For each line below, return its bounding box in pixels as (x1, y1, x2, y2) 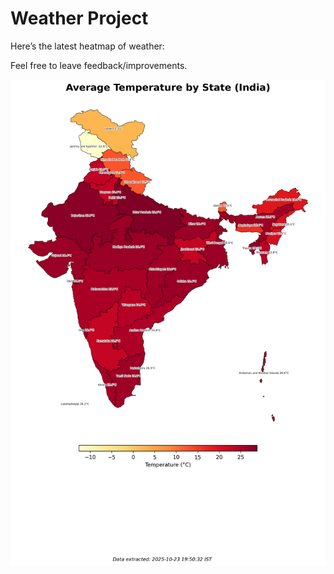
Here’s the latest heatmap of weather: (10, 40, 165, 52)
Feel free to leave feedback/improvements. (10, 59, 188, 71)
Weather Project (10, 7, 149, 30)
